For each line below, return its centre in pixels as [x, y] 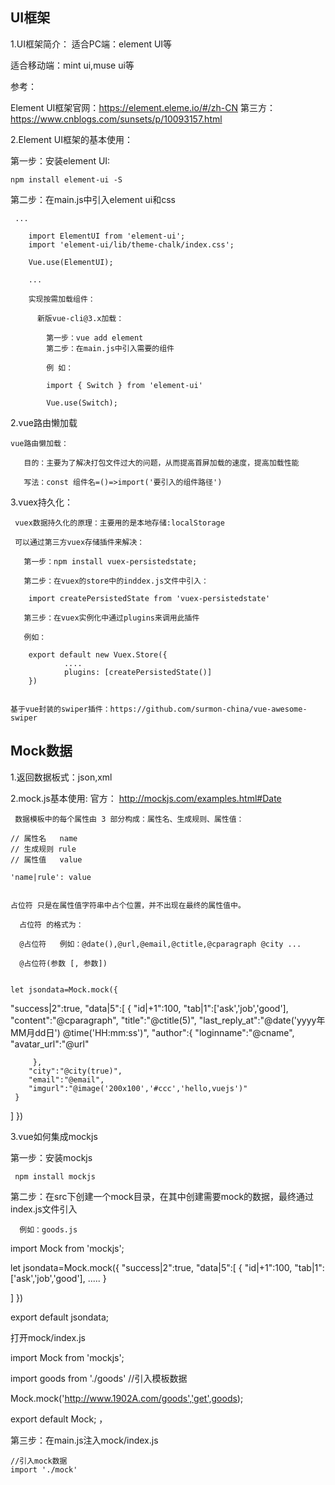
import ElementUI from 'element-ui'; [107, 236]
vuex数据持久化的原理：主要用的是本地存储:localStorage [119, 523]
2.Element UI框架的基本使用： [71, 139]
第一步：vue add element [95, 338]
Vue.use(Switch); [82, 403]
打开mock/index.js [48, 1337]
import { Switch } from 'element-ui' [124, 385]
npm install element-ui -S [66, 179]
